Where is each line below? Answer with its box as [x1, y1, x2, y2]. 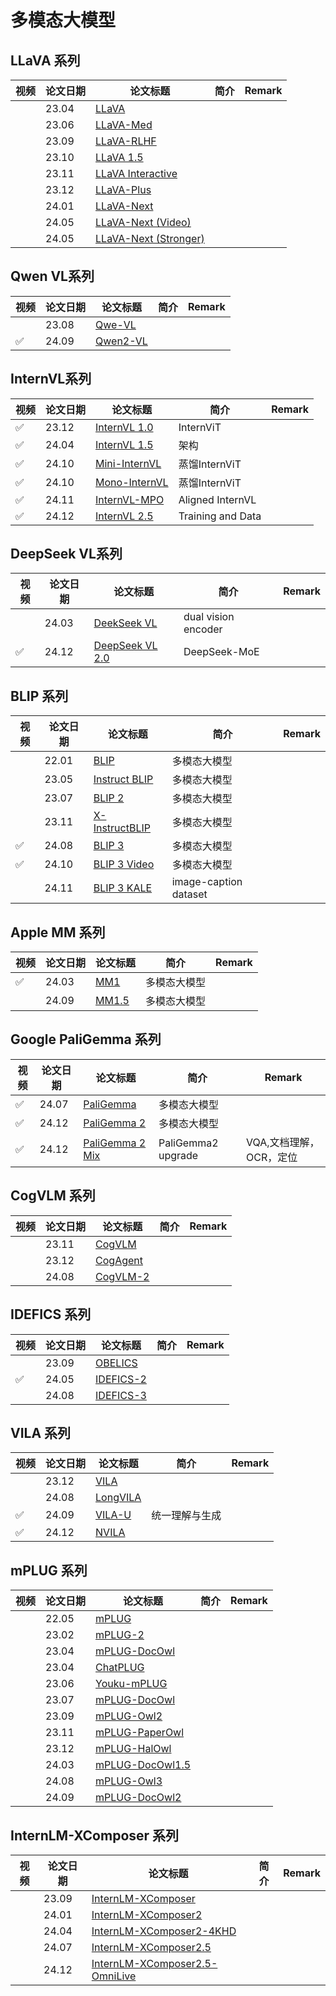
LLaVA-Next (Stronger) [95, 232, 205, 245]
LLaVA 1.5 [95, 151, 144, 164]
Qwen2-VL [95, 334, 148, 348]
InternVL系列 [10, 371, 92, 388]
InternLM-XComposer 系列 [10, 1827, 180, 1844]
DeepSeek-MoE [183, 645, 260, 659]
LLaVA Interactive [95, 167, 178, 180]
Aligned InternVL [178, 492, 257, 506]
